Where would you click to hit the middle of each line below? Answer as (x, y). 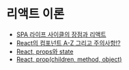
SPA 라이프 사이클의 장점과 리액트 (61, 34)
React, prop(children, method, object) (69, 59)
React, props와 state (45, 51)
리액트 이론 (35, 14)
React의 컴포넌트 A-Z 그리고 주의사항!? (68, 43)
